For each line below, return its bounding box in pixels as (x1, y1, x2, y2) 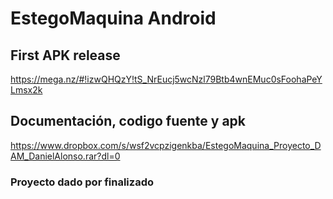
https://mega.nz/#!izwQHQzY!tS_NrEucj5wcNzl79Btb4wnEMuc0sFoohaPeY (10, 73, 323, 85)
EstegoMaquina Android (10, 7, 217, 30)
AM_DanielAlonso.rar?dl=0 (10, 150, 121, 162)
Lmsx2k (10, 84, 43, 96)
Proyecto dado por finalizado (10, 175, 155, 189)
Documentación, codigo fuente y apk (10, 113, 247, 130)
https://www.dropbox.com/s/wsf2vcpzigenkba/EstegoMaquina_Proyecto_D (10, 139, 322, 151)
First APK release (10, 47, 121, 64)
